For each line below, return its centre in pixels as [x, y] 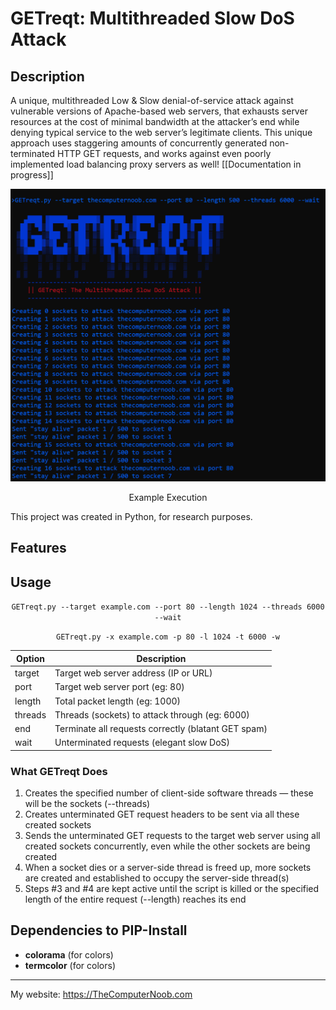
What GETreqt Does [59, 771]
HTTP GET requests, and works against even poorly [164, 153]
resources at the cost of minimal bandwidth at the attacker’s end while [155, 121]
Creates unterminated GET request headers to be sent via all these [162, 814]
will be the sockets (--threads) [87, 804]
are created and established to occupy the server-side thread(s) [157, 878]
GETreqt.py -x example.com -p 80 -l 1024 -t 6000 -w [168, 637]
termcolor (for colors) [70, 965]
